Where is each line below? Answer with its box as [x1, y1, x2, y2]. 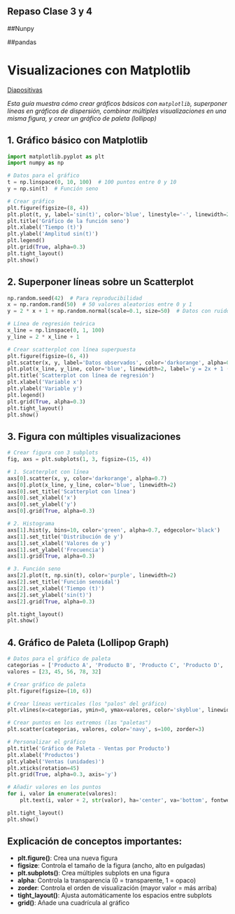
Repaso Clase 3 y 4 [7, 6, 93, 18]
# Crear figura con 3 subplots [7, 449, 99, 457]
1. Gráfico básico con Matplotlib [7, 135, 148, 147]
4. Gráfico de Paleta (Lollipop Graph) [7, 636, 169, 648]
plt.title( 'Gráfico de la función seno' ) [7, 217, 130, 224]
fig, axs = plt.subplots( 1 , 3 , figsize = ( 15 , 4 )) [7, 456, 152, 463]
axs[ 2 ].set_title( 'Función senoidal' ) [7, 579, 120, 586]
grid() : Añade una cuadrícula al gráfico [17, 899, 130, 907]
